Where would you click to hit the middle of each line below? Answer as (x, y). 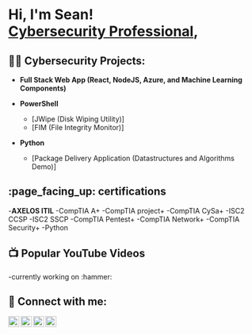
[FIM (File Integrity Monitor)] (78, 127)
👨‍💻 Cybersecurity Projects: (77, 61)
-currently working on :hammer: (60, 276)
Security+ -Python (38, 227)
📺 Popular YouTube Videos (76, 254)
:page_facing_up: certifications (87, 192)
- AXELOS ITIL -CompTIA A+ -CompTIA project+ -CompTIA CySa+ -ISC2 (126, 210)
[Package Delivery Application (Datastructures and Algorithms (133, 158)
